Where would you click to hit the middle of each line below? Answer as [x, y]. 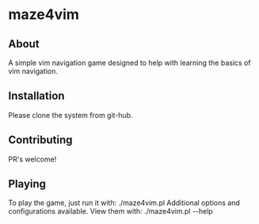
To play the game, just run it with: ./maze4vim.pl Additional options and [124, 203]
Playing [27, 184]
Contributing [40, 140]
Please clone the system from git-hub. [70, 115]
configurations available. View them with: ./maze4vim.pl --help [111, 211]
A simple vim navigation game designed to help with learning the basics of [129, 63]
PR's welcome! [32, 159]
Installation [36, 96]
